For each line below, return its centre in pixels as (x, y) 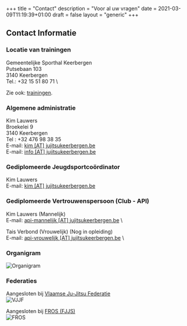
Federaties (22, 281)
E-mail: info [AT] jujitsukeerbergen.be (51, 151)
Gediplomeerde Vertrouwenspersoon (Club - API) (78, 201)
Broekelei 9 (20, 127)
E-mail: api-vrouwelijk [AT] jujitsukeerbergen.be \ (65, 237)
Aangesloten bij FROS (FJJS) (41, 311)
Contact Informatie (41, 33)
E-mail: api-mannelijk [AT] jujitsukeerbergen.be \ (64, 220)
